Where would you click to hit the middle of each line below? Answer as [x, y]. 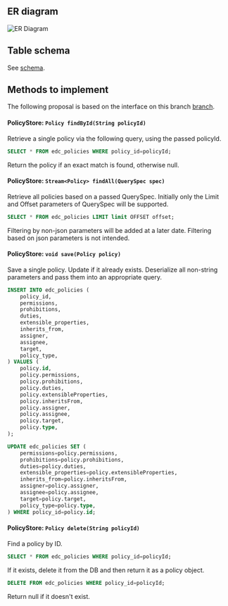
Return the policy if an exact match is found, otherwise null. [93, 165]
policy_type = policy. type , [58, 505]
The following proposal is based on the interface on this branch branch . [111, 107]
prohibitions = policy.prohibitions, [72, 460]
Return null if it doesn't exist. [49, 596]
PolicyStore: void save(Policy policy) [64, 254]
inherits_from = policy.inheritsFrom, [74, 479]
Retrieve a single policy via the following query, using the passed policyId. [114, 138]
